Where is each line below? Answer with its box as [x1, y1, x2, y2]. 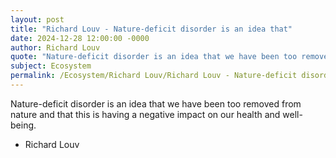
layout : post [10, 14, 65, 25]
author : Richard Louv [10, 42, 101, 53]
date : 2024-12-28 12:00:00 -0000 [10, 33, 150, 43]
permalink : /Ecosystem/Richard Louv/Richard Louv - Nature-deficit [10, 71, 298, 81]
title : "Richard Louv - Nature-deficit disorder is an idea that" [10, 24, 293, 34]
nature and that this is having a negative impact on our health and [10, 108, 281, 120]
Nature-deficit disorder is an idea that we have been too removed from [10, 97, 302, 110]
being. [10, 119, 37, 131]
